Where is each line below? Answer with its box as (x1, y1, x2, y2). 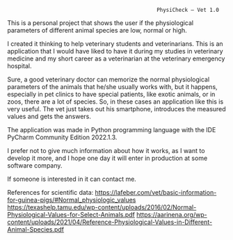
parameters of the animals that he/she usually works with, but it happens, (7, 83, 218, 90)
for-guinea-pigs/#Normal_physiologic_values (7, 195, 136, 204)
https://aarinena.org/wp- (136, 211, 207, 218)
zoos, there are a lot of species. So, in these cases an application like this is (7, 97, 224, 106)
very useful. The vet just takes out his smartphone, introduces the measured (7, 105, 226, 113)
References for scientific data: (7, 189, 94, 196)
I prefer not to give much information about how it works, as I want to (7, 147, 205, 154)
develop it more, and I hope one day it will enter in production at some (7, 154, 208, 162)
